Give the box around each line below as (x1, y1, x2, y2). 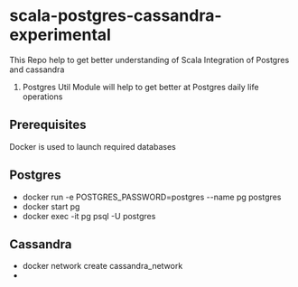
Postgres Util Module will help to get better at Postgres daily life (22, 81, 259, 92)
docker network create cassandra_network (22, 261, 183, 272)
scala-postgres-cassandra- (9, 5, 223, 26)
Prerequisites (9, 117, 87, 133)
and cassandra (9, 64, 65, 75)
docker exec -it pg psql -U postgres (22, 210, 156, 221)
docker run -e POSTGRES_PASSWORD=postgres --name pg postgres (22, 191, 282, 202)
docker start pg (22, 200, 80, 212)
